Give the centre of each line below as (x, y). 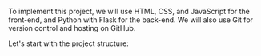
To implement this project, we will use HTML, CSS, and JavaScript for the (129, 11)
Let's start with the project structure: (69, 43)
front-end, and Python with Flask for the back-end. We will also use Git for (131, 20)
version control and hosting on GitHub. (72, 28)
